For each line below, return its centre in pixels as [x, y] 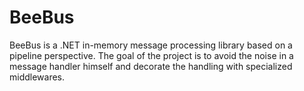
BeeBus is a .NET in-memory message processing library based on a [151, 45]
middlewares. [37, 77]
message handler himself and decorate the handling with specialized [151, 66]
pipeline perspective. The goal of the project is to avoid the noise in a [151, 55]
